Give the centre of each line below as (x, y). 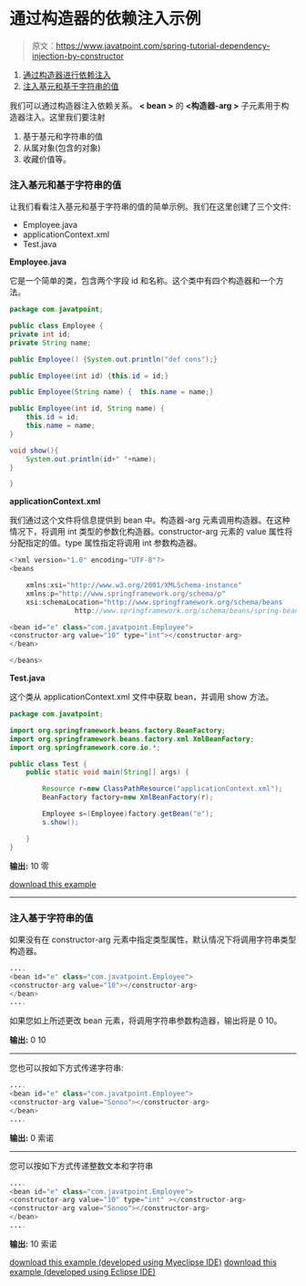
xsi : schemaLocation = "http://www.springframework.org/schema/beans (154, 602)
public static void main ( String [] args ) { (107, 773)
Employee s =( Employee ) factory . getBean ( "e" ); (128, 814)
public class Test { (49, 764)
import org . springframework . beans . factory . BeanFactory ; (117, 731)
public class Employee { (56, 326)
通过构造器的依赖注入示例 (106, 19)
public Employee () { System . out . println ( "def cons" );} (114, 359)
